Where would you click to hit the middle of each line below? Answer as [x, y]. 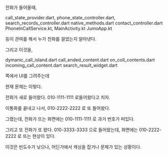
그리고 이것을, [19, 50]
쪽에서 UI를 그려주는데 [27, 76]
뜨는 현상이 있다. [39, 136]
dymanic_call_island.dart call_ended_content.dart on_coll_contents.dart [80, 60]
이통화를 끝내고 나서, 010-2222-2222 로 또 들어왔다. [58, 108]
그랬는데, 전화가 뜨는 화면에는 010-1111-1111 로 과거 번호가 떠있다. [70, 119]
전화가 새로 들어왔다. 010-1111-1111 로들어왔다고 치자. [58, 97]
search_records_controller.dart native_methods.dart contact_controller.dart [84, 23]
